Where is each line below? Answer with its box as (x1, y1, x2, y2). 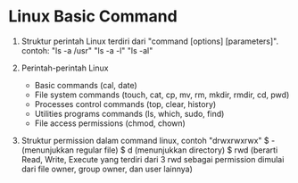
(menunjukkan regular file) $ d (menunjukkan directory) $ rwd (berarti (21, 145, 278, 155)
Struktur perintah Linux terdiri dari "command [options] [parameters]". (21, 36, 279, 46)
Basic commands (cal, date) (34, 79, 137, 90)
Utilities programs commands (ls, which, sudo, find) (34, 108, 225, 119)
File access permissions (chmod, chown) (34, 118, 186, 129)
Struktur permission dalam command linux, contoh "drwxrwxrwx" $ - (21, 135, 276, 146)
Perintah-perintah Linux (21, 62, 109, 73)
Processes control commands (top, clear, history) (34, 98, 217, 109)
